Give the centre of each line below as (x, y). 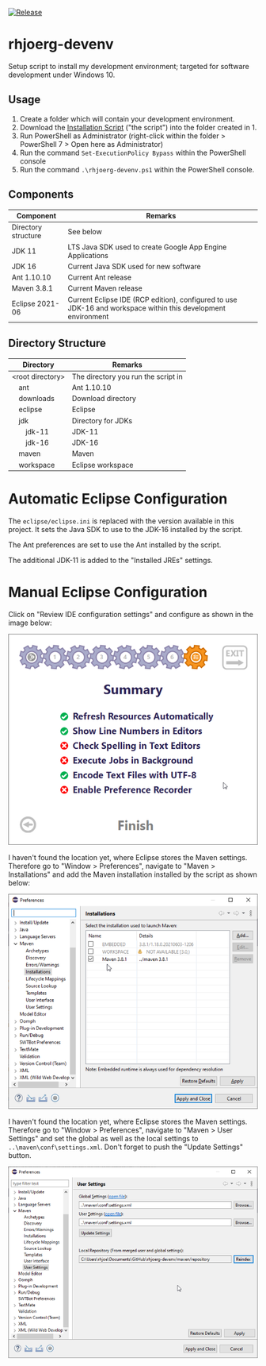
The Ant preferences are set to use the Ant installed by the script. (115, 545)
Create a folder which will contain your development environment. (127, 118)
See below (85, 231)
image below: (30, 623)
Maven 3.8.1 (32, 288)
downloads (37, 399)
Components (41, 195)
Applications (88, 255)
